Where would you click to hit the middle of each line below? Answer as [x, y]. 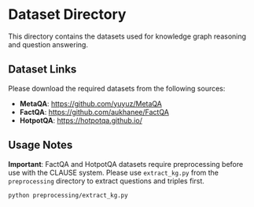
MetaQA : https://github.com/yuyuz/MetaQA [91, 103]
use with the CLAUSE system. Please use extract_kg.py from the [113, 172]
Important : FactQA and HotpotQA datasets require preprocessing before [126, 164]
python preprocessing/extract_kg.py [68, 195]
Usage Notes [40, 145]
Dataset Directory [67, 15]
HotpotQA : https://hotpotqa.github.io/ [81, 120]
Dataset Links [42, 70]
